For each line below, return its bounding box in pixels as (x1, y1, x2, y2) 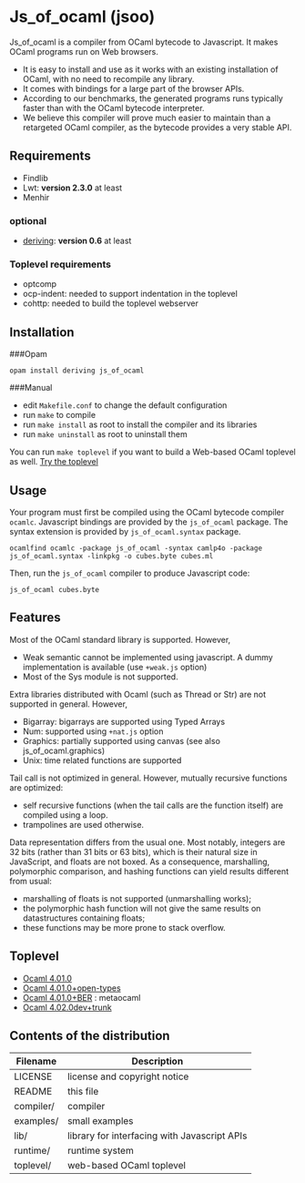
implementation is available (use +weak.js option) (22, 661, 208, 672)
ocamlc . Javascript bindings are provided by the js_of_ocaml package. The (9, 516, 289, 527)
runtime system (66, 1145, 134, 1158)
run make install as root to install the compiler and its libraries (22, 419, 258, 430)
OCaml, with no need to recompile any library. (22, 73, 195, 84)
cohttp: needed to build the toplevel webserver (22, 298, 198, 309)
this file (66, 1086, 99, 1098)
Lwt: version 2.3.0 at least (22, 182, 123, 193)
